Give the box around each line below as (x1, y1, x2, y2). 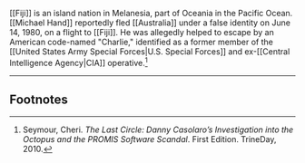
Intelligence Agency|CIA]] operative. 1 (9, 56, 148, 68)
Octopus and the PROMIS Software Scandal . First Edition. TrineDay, (22, 134, 277, 145)
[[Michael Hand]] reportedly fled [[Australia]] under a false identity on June (9, 17, 290, 28)
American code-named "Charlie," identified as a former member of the (9, 36, 274, 47)
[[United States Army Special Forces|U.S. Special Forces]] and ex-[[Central (9, 46, 290, 57)
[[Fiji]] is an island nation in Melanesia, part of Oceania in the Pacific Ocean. (9, 8, 293, 18)
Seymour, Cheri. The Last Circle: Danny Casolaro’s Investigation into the (22, 124, 294, 135)
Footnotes (9, 92, 68, 108)
